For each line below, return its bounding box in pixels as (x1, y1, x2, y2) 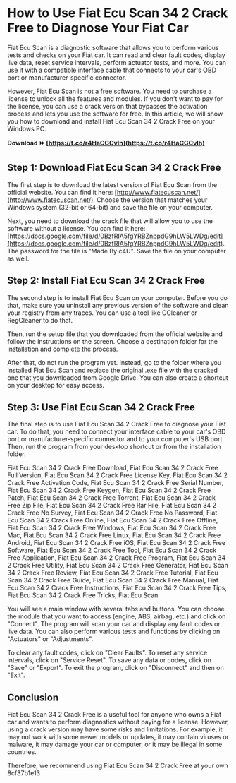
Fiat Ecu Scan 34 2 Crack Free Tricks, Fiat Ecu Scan (7, 591, 159, 599)
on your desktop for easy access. (7, 381, 104, 389)
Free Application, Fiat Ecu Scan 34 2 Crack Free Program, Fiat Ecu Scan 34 (7, 554, 226, 562)
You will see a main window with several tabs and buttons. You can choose (7, 605, 225, 614)
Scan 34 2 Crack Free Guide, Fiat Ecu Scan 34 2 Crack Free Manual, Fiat (7, 576, 218, 585)
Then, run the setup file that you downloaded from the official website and (7, 330, 223, 338)
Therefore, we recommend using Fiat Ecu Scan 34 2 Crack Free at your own (7, 761, 229, 770)
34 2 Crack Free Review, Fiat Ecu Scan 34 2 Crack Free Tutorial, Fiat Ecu (7, 568, 218, 577)
